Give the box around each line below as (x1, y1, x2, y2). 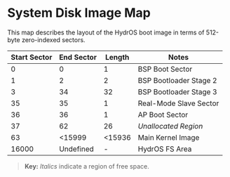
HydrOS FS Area (137, 144, 192, 154)
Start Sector (11, 52, 53, 62)
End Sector (59, 52, 97, 62)
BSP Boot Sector (137, 64, 193, 74)
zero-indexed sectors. (21, 35, 86, 44)
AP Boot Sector (137, 110, 189, 119)
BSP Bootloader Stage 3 (137, 86, 217, 96)
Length (104, 52, 130, 62)
